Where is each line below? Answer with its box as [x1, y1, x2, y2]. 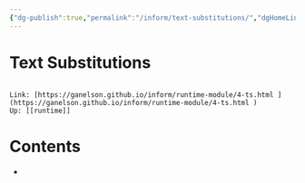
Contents [9, 136, 82, 157]
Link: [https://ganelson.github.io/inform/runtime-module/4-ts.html [9, 90, 274, 100]
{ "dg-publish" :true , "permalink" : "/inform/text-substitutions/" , [9, 13, 258, 23]
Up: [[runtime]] [9, 106, 71, 115]
